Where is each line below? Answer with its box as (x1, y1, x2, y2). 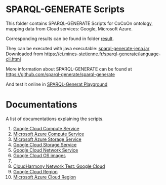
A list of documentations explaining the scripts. (6, 116, 104, 122)
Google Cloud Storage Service (13, 141, 77, 147)
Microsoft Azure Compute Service (13, 131, 85, 137)
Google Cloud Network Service (13, 147, 78, 153)
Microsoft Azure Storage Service (13, 136, 81, 142)
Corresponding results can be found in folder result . (6, 35, 114, 42)
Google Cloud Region (13, 168, 58, 174)
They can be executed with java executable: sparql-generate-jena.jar (6, 45, 150, 51)
